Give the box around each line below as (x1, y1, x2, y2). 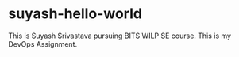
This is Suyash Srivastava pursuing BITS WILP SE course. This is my (8, 31, 232, 40)
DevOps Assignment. (8, 39, 78, 48)
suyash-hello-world (8, 5, 143, 23)
